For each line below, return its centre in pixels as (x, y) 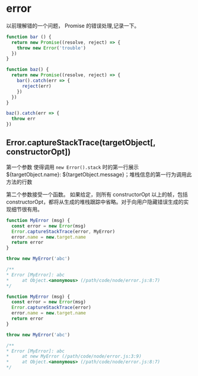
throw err (23, 119)
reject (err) (36, 86)
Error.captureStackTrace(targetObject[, (81, 143)
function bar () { (29, 37)
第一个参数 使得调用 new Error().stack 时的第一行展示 (73, 167)
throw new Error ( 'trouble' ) (51, 48)
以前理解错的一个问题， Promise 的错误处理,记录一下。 (73, 25)
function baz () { (28, 70)
